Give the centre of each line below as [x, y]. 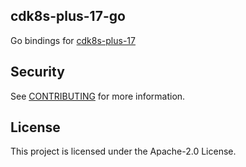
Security [37, 72]
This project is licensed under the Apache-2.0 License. [123, 151]
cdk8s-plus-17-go [68, 16]
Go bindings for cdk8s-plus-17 [73, 40]
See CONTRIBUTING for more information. [98, 96]
